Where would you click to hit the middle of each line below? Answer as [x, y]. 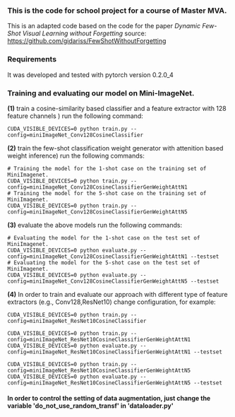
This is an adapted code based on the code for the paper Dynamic [104, 26]
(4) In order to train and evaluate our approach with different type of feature [117, 294]
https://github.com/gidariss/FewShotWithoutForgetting [87, 41]
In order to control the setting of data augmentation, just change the [109, 399]
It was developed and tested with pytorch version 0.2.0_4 [91, 75]
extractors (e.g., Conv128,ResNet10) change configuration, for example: [112, 302]
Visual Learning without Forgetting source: [84, 33]
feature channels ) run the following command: [75, 116]
